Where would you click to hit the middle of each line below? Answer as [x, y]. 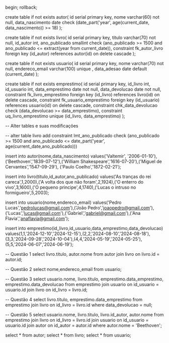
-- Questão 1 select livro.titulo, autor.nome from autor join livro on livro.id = [82, 254]
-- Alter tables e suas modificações [42, 126]
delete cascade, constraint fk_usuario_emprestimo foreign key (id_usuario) [82, 100]
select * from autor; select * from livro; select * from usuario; [68, 335]
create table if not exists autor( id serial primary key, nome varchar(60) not [82, 17]
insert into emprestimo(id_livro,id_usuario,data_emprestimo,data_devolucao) [84, 228]
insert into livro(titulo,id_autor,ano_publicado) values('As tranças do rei [78, 177]
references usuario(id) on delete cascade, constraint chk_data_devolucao [81, 105]
